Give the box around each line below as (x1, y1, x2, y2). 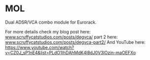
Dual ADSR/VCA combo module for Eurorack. (5, 19, 97, 25)
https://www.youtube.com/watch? (5, 44, 74, 50)
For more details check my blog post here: (5, 29, 91, 34)
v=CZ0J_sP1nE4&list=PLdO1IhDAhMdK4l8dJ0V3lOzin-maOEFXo (5, 50, 136, 56)
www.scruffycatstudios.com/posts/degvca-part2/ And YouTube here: (5, 39, 146, 45)
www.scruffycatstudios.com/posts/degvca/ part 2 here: (5, 34, 118, 40)
